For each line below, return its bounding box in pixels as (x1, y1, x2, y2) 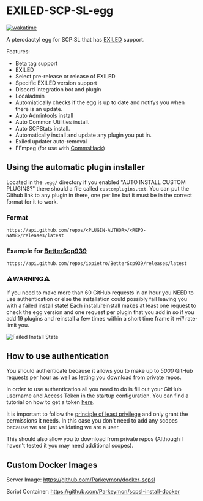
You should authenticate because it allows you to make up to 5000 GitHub (6, 367, 193, 375)
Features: (6, 47, 31, 55)
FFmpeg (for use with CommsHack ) (15, 144, 105, 151)
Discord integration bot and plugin (15, 85, 102, 93)
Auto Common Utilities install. (15, 118, 90, 126)
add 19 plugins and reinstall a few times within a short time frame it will (6, 315, 185, 322)
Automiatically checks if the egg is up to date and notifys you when (15, 99, 185, 106)
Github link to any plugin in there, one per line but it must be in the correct (6, 191, 193, 199)
